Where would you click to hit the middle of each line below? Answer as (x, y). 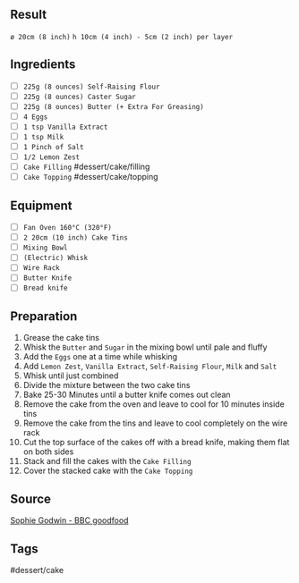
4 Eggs (35, 117)
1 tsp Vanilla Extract (65, 127)
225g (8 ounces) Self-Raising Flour (91, 87)
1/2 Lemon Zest (51, 157)
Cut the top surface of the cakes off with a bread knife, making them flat (156, 443)
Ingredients (43, 65)
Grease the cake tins (61, 338)
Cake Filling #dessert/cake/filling (86, 167)
